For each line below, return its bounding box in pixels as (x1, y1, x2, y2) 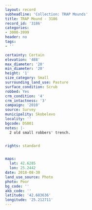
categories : (5, 26, 29, 30)
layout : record (5, 7, 36, 12)
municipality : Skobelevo (5, 112, 55, 117)
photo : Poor (5, 179, 29, 184)
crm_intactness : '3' (5, 98, 47, 103)
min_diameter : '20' (5, 66, 45, 71)
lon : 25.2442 (9, 165, 36, 171)
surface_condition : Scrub (5, 84, 57, 89)
